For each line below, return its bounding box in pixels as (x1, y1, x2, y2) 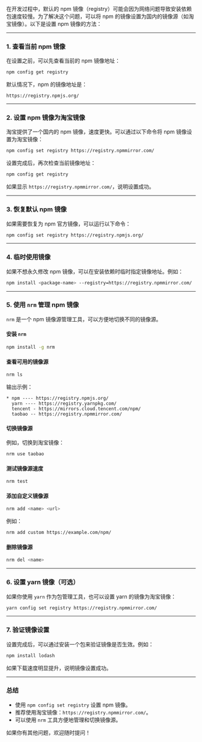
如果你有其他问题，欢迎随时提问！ (6, 729, 91, 736)
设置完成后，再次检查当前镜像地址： (6, 159, 96, 167)
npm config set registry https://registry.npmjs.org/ (6, 232, 144, 238)
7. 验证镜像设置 (6, 626, 50, 634)
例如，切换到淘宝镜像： (6, 439, 64, 446)
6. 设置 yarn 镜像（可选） (6, 578, 79, 586)
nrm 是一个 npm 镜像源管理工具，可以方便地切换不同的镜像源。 (6, 315, 162, 323)
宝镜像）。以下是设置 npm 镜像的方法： (6, 20, 102, 27)
